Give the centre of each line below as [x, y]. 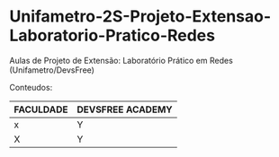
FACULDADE [41, 109]
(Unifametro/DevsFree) [52, 70]
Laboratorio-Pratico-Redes [112, 35]
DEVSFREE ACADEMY [124, 109]
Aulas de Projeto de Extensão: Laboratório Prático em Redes [121, 60]
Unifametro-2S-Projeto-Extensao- [140, 17]
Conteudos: [31, 87]
